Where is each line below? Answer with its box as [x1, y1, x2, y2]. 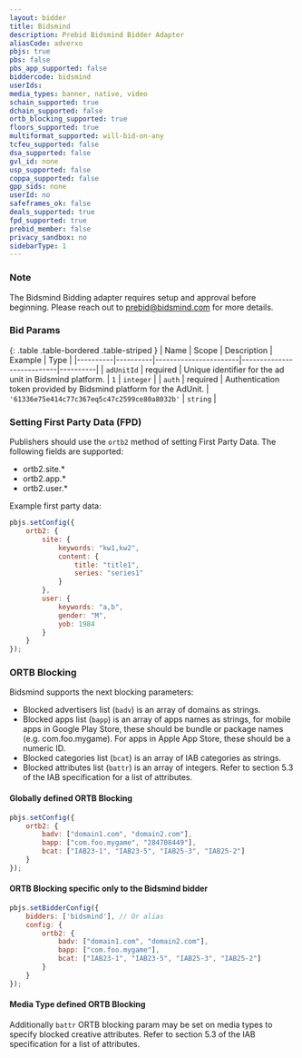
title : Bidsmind [9, 22, 71, 31]
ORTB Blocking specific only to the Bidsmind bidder [9, 883, 209, 895]
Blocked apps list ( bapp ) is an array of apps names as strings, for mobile [22, 714, 291, 725]
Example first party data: [9, 500, 102, 511]
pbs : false [9, 55, 51, 64]
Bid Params [9, 324, 61, 337]
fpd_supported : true [9, 215, 88, 225]
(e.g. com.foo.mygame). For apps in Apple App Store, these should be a [22, 733, 291, 745]
